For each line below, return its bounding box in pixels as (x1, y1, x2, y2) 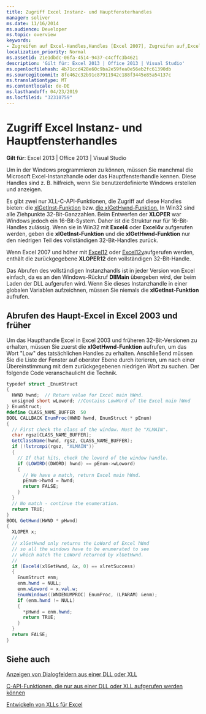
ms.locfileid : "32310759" (6, 94, 72, 101)
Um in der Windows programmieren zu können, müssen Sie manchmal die (6, 166, 194, 173)
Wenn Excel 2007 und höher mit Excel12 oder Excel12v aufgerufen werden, (6, 248, 194, 256)
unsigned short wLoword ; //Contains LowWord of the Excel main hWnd (12, 398, 191, 404)
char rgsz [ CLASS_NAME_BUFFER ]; (12, 432, 92, 438)
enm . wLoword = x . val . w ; (17, 586, 78, 592)
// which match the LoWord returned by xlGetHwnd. (12, 552, 144, 558)
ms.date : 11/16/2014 (6, 20, 59, 26)
